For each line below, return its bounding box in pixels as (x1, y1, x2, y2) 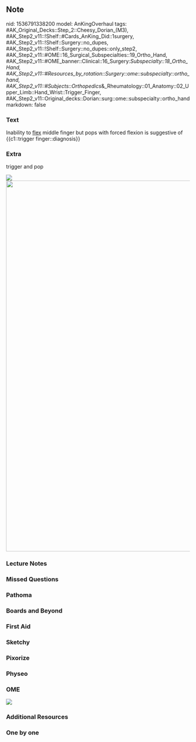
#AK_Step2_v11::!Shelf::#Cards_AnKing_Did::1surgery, (6, 32, 134, 40)
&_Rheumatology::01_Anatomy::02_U (101, 82, 190, 90)
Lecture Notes (6, 559, 47, 567)
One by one (6, 729, 40, 737)
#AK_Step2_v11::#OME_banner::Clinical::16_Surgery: (6, 57, 131, 64)
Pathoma (6, 591, 32, 599)
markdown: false (6, 101, 47, 108)
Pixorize (6, 654, 30, 662)
